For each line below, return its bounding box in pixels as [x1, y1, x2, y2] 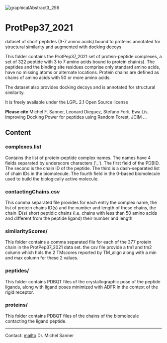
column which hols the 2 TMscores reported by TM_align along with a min [5, 250, 157, 256]
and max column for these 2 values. [5, 255, 79, 261]
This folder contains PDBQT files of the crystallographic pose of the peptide [5, 278, 161, 284]
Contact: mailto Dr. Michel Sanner [5, 332, 74, 338]
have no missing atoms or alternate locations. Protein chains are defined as [5, 69, 159, 75]
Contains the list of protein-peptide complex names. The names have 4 [5, 155, 151, 161]
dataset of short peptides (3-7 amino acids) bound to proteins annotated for [5, 38, 161, 44]
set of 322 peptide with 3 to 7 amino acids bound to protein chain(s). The [5, 59, 155, 65]
